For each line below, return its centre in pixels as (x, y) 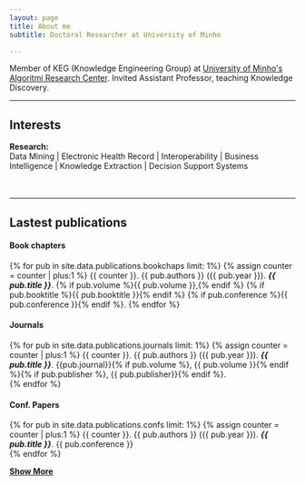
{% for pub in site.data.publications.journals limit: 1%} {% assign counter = (149, 345)
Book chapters (38, 245)
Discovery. (30, 88)
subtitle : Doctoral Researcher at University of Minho (115, 35)
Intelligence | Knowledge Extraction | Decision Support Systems (129, 166)
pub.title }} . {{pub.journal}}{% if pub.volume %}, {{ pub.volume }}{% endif (149, 364)
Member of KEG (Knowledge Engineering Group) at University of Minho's (146, 68)
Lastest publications (69, 222)
